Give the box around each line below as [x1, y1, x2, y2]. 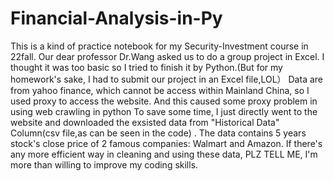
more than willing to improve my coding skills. [10, 158, 199, 171]
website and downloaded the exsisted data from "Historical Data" [10, 116, 280, 128]
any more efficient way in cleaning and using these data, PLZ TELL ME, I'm [10, 148, 318, 160]
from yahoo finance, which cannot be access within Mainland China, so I [10, 84, 310, 96]
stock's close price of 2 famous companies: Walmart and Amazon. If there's [10, 137, 323, 149]
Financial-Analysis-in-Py [10, 7, 223, 30]
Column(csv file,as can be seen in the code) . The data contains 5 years [10, 127, 307, 139]
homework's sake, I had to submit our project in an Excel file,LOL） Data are [10, 73, 323, 85]
